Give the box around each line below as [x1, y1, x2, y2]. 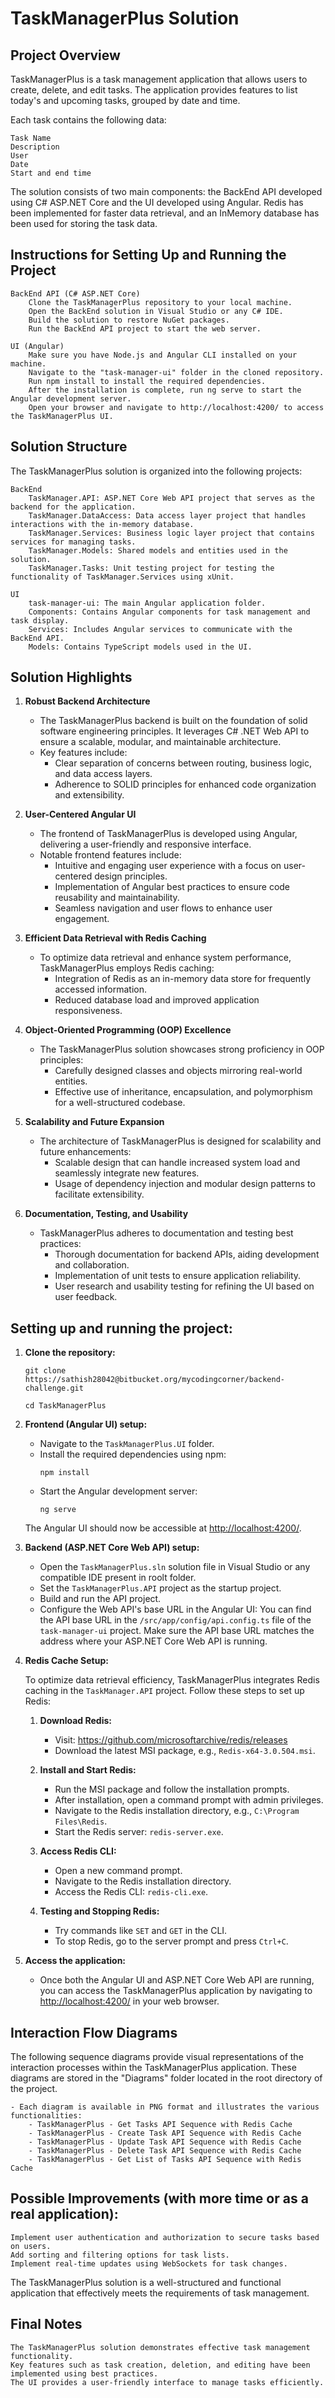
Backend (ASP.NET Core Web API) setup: [24, 1542, 200, 1554]
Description [10, 142, 60, 152]
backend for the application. [10, 502, 137, 512]
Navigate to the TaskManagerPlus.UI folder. [39, 1438, 215, 1450]
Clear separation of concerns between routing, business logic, [54, 757, 312, 769]
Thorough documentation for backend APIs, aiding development [54, 1248, 320, 1261]
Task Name [10, 133, 52, 143]
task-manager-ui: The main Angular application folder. [28, 598, 267, 608]
